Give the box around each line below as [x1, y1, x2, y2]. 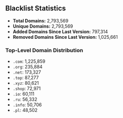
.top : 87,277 [12, 75, 39, 81]
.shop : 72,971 [12, 85, 41, 91]
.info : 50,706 [12, 102, 42, 108]
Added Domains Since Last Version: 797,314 [12, 28, 108, 35]
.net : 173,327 [12, 69, 41, 76]
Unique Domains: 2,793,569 [12, 23, 73, 29]
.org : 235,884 [12, 64, 43, 70]
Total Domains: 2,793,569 [12, 17, 69, 23]
